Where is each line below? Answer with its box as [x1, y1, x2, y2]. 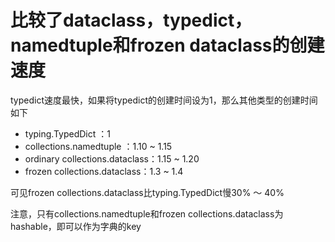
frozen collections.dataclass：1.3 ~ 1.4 [24, 165, 184, 177]
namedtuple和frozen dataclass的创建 [10, 34, 325, 57]
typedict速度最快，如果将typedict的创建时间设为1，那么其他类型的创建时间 [10, 94, 318, 106]
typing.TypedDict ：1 [24, 127, 111, 140]
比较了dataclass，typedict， [10, 9, 253, 32]
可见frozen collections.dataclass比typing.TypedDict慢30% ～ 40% [10, 186, 285, 198]
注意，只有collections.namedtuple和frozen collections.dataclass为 [10, 207, 284, 220]
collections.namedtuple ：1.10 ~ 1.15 [24, 140, 173, 152]
